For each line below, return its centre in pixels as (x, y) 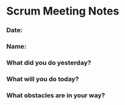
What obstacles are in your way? (56, 95)
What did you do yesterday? (49, 63)
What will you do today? (43, 79)
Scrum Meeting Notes (63, 11)
